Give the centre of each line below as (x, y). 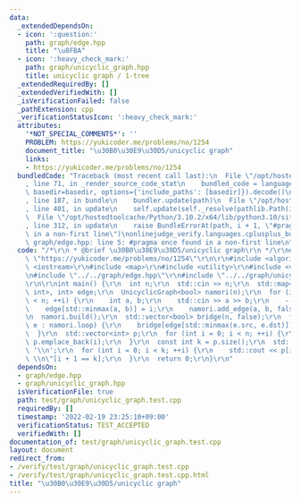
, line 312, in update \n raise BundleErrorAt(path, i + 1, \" (150, 225)
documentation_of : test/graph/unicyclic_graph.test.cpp (115, 442)
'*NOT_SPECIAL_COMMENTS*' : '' (82, 134)
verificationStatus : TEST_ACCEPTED (83, 425)
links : (37, 159)
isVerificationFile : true (66, 392)
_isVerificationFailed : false (73, 101)
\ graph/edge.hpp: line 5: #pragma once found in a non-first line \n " (159, 242)
